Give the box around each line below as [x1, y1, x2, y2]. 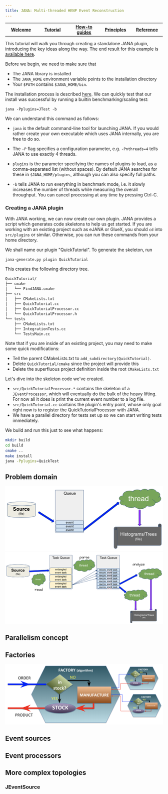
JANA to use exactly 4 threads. [12, 151, 77, 157]
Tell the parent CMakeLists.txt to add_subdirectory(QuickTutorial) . [12, 355, 151, 361]
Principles [104, 27, 126, 33]
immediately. [12, 417, 39, 423]
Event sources [5, 734, 51, 743]
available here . [5, 51, 35, 57]
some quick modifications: [5, 346, 60, 352]
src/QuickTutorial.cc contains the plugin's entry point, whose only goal [12, 401, 161, 407]
